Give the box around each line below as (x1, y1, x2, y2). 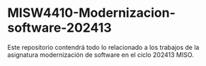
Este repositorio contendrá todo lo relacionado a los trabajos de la (7, 43, 200, 51)
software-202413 (7, 20, 112, 36)
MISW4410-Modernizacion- (7, 5, 176, 21)
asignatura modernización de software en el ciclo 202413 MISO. (7, 51, 195, 59)
